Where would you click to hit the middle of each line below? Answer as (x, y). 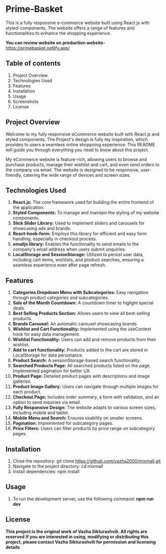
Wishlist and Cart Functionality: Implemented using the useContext (82, 329)
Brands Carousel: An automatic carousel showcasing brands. (75, 324)
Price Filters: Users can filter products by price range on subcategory (84, 428)
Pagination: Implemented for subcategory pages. (63, 423)
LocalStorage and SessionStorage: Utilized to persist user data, (78, 255)
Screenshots (26, 101)
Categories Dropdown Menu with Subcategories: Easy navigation (81, 293)
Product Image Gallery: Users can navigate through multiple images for (86, 387)
